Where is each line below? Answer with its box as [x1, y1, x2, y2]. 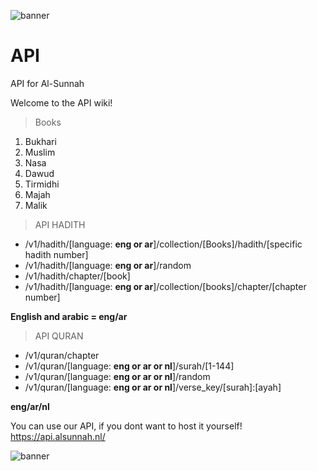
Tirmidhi [24, 178, 60, 190]
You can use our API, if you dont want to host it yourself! [10, 420, 243, 432]
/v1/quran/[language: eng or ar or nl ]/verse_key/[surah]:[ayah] [24, 381, 282, 393]
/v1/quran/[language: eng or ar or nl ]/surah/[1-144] [24, 360, 235, 372]
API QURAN [34, 330, 84, 342]
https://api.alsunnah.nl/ [10, 430, 106, 442]
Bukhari [24, 135, 57, 147]
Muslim [24, 146, 56, 158]
